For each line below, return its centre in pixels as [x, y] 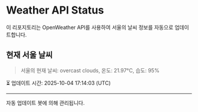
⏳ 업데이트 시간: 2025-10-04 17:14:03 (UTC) [58, 83]
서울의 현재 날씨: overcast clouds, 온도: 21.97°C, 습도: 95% [90, 70]
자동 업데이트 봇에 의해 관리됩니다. [45, 103]
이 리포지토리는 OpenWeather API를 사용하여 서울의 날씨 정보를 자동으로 [90, 27]
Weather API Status [55, 10]
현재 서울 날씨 [29, 55]
